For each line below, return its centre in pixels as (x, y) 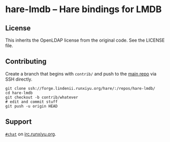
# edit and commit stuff (31, 102)
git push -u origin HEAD (31, 106)
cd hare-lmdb (19, 93)
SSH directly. (19, 79)
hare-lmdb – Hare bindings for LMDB (83, 9)
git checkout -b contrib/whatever (42, 97)
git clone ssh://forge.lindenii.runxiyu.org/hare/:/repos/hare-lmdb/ (80, 88)
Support (19, 122)
